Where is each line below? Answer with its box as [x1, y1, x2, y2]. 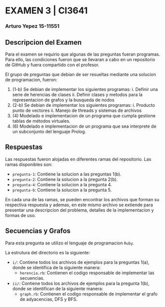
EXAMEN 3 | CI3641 [5, 5, 88, 16]
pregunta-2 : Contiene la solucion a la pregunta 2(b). [12, 176, 118, 182]
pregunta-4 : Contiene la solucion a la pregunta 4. [12, 181, 112, 187]
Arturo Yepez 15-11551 [5, 23, 59, 30]
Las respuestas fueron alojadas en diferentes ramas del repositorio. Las [5, 156, 152, 162]
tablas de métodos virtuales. [12, 118, 71, 124]
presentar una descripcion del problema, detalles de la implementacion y [5, 207, 154, 213]
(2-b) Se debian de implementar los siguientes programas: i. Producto [12, 102, 155, 108]
